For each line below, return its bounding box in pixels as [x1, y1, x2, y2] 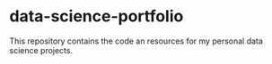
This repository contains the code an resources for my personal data [9, 36, 263, 46]
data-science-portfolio [9, 6, 184, 27]
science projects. [9, 44, 74, 55]
